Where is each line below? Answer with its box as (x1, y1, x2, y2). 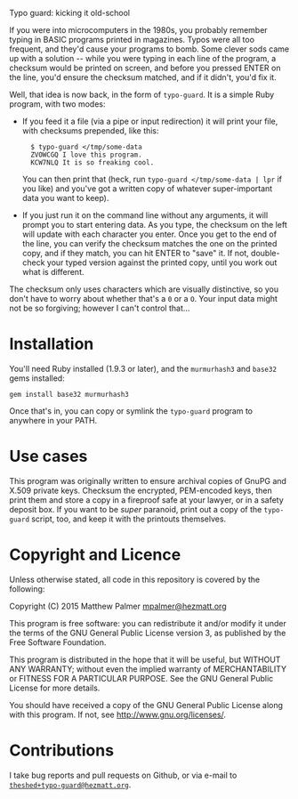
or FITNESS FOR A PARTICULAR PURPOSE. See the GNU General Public (9, 673, 274, 683)
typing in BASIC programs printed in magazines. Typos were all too (9, 35, 255, 44)
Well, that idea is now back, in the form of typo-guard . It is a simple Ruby (9, 89, 275, 100)
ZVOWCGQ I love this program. (30, 150, 142, 159)
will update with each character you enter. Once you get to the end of (21, 229, 278, 239)
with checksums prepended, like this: (21, 125, 159, 136)
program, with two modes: (9, 99, 106, 109)
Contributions (9, 740, 114, 760)
